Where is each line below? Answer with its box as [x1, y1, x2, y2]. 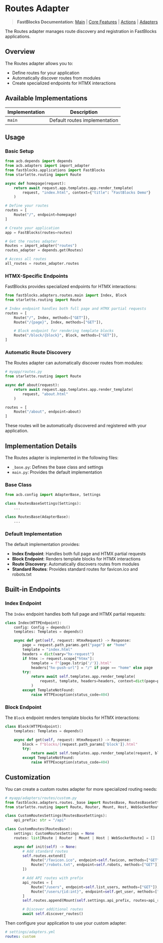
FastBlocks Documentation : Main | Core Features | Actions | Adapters [16, 19, 158, 25]
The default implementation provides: [5, 542, 80, 547]
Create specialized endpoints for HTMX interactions [12, 80, 116, 86]
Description [70, 109, 98, 115]
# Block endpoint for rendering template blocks [14, 328, 114, 334]
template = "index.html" [22, 647, 73, 652]
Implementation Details [5, 442, 77, 450]
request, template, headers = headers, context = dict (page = [39, 679, 158, 684]
